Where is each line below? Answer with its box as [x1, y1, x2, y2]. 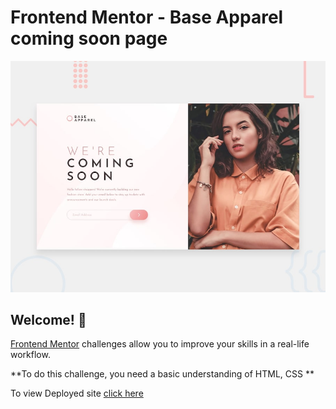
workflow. [10, 349, 51, 361]
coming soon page [10, 27, 168, 50]
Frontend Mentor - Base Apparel [10, 6, 284, 29]
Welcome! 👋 [10, 311, 87, 328]
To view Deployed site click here [10, 387, 144, 400]
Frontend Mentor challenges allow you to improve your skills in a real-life [10, 338, 310, 350]
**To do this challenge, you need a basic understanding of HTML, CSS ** [10, 368, 315, 380]
